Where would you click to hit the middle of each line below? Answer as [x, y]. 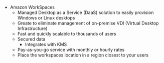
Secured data [31, 39]
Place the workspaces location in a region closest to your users [83, 55]
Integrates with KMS [46, 44]
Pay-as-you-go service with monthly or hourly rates [71, 50]
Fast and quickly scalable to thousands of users [67, 34]
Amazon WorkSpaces [32, 7]
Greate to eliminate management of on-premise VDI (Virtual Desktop [88, 23]
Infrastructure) [32, 28]
